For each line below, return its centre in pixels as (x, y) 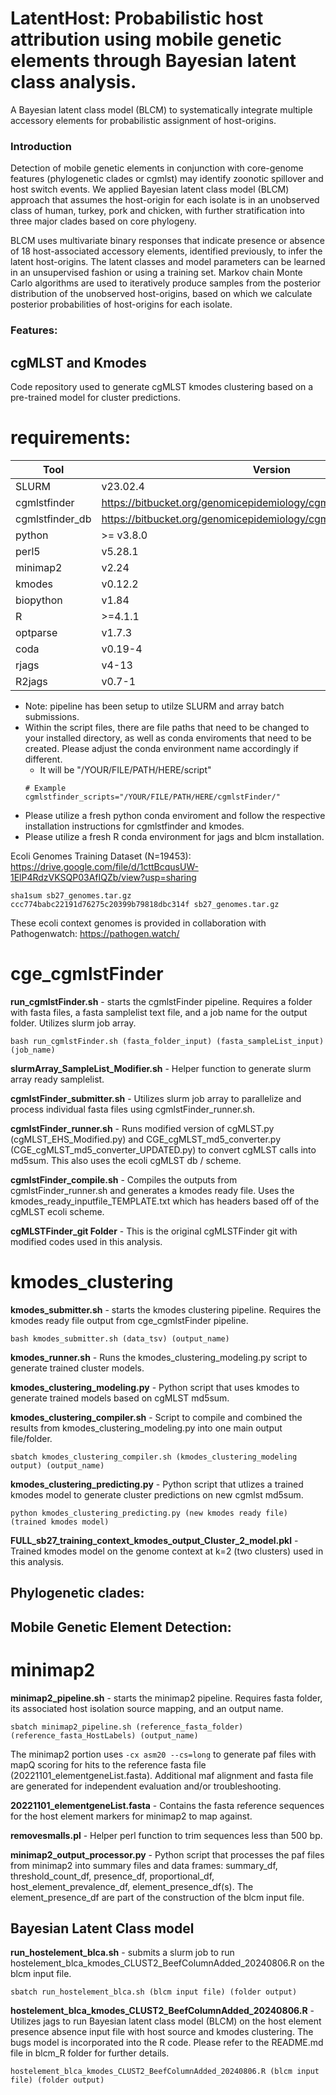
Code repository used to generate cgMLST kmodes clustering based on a (162, 386)
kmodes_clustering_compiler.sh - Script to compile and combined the (156, 1417)
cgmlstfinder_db (53, 519)
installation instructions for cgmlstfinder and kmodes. (134, 826)
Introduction (41, 146)
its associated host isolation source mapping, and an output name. (147, 1708)
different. (43, 759)
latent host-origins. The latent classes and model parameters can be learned (168, 262)
